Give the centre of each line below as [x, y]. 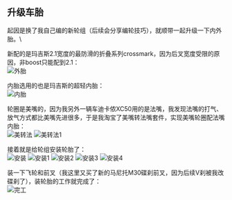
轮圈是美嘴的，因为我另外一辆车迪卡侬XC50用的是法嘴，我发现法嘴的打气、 [115, 108]
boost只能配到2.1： [52, 62]
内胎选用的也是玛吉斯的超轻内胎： [56, 86]
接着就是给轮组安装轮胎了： [47, 149]
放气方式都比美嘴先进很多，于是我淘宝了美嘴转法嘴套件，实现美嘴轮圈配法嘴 [116, 117]
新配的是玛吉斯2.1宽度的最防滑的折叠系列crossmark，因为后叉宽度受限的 [110, 53]
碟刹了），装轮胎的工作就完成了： [54, 181]
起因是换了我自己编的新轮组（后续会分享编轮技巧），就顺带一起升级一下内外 [115, 30]
